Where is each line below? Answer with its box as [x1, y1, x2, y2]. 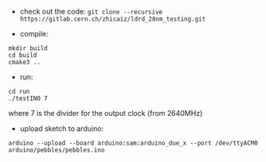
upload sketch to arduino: [19, 124, 104, 133]
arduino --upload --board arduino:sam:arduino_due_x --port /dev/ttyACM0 [8, 139, 259, 147]
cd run [8, 87, 30, 95]
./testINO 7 [8, 94, 48, 102]
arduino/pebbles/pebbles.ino [8, 146, 105, 154]
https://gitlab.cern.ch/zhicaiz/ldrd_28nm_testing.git [19, 15, 206, 23]
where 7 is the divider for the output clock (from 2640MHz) [8, 109, 203, 118]
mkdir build [8, 44, 48, 52]
